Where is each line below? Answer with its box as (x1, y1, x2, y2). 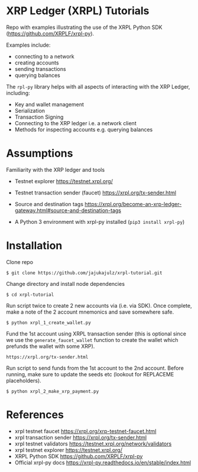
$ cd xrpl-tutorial (6, 291, 54, 298)
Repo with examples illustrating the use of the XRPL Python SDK (6, 24, 163, 31)
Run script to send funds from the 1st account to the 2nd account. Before (6, 364, 184, 372)
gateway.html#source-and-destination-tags (14, 207, 122, 214)
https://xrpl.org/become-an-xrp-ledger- (85, 200, 182, 207)
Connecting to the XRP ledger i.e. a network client (14, 119, 137, 126)
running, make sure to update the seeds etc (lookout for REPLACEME (6, 370, 174, 377)
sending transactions (14, 65, 66, 72)
